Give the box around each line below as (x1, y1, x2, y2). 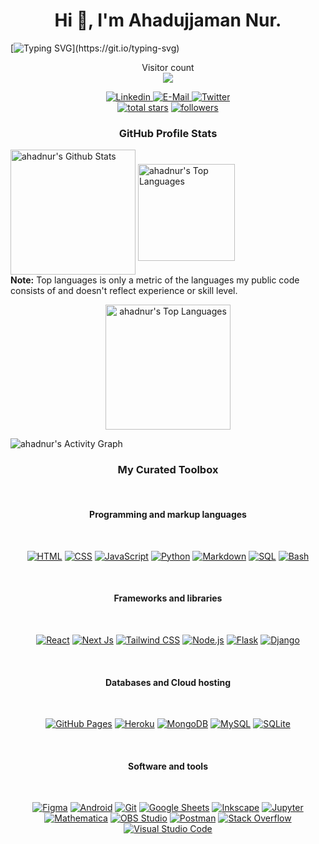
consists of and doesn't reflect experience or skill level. (10, 285, 238, 297)
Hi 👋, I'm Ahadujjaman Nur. (54, 9, 282, 32)
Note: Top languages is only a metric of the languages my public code (10, 274, 300, 286)
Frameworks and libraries (113, 592, 223, 604)
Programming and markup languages (89, 509, 247, 521)
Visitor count (141, 61, 195, 73)
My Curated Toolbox (117, 463, 219, 477)
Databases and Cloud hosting (104, 676, 232, 688)
